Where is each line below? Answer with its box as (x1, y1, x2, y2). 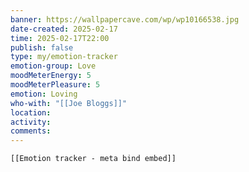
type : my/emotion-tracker (10, 52, 118, 62)
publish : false (10, 42, 74, 53)
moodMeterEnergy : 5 (10, 71, 92, 81)
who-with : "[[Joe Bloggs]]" (10, 98, 128, 108)
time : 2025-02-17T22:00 (10, 33, 110, 43)
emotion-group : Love (10, 61, 97, 71)
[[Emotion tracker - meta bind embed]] (10, 154, 177, 164)
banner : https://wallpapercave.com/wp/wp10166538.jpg (10, 14, 240, 25)
